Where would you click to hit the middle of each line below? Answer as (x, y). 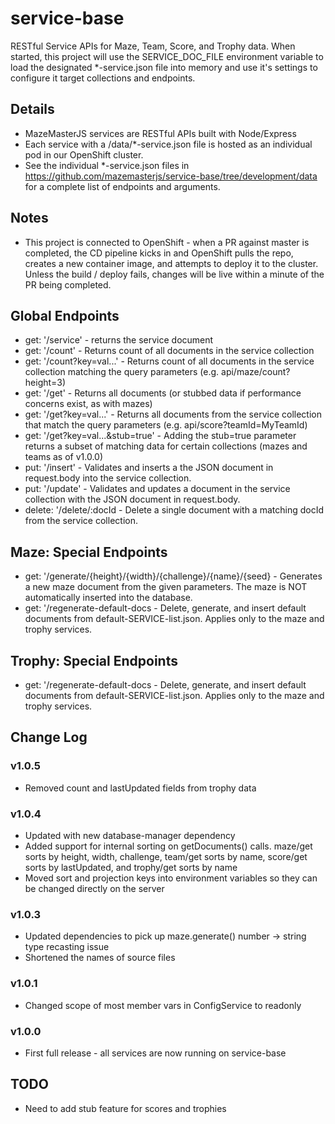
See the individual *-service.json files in (107, 165)
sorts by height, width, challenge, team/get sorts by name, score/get (166, 856)
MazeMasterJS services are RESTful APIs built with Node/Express (160, 133)
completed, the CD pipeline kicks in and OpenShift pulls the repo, (159, 253)
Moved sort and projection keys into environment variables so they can (171, 878)
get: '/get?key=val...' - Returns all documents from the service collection (173, 414)
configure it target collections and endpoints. (103, 78)
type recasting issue (67, 947)
